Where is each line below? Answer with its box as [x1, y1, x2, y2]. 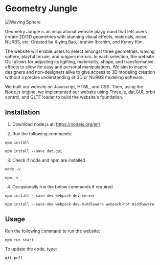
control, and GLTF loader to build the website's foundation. [5, 94, 123, 100]
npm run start [5, 237, 34, 242]
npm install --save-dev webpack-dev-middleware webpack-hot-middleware [5, 202, 154, 206]
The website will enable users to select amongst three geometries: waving [5, 48, 155, 54]
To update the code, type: [5, 246, 57, 252]
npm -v [5, 175, 19, 180]
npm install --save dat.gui [5, 148, 63, 154]
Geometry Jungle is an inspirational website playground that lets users [5, 28, 147, 34]
